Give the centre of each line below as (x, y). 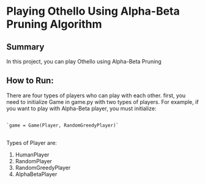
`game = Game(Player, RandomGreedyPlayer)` (63, 126)
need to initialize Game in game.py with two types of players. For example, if (102, 101)
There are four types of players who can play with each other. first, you (96, 95)
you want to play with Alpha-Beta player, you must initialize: (81, 108)
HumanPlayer (32, 155)
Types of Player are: (32, 142)
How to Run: (30, 81)
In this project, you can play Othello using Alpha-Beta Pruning (84, 61)
